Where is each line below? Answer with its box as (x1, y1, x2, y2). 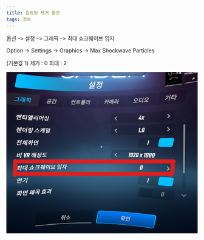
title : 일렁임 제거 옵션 (6, 10, 61, 16)
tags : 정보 (6, 16, 32, 23)
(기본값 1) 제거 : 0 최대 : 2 (6, 59, 67, 66)
